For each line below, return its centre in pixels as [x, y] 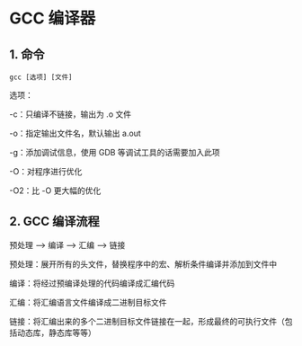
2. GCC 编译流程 [55, 222]
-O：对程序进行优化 [46, 171]
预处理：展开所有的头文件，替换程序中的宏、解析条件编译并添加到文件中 [143, 264]
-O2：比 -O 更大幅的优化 [55, 191]
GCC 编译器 [53, 18]
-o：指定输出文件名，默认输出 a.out [75, 133]
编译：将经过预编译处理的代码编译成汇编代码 [92, 283]
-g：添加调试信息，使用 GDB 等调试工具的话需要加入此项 [115, 152]
